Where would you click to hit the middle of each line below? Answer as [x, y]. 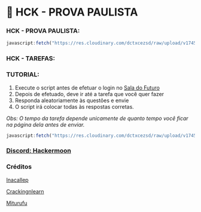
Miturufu [17, 203]
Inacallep [17, 180]
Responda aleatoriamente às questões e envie [72, 100]
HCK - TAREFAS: [31, 59]
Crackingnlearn [25, 191]
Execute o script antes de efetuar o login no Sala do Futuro [87, 87]
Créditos [19, 167]
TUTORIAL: [23, 75]
